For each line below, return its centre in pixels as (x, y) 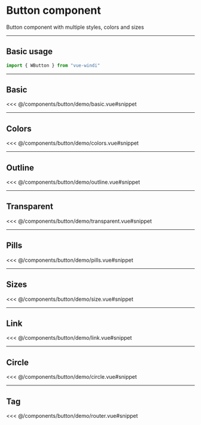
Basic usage (29, 52)
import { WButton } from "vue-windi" (53, 65)
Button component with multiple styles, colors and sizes (75, 27)
